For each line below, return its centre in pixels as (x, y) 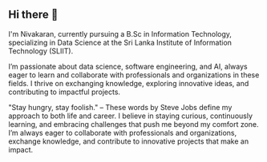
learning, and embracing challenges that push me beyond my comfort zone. (133, 124)
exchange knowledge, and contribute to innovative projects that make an (129, 141)
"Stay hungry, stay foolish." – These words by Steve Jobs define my (120, 107)
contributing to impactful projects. (65, 92)
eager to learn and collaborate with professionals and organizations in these (134, 75)
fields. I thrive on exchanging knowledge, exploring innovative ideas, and (129, 83)
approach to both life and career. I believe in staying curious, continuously (131, 116)
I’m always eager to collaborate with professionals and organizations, (123, 132)
